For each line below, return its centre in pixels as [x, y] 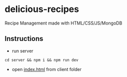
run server [22, 50]
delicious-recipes [42, 9]
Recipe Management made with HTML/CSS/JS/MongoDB [63, 23]
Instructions [24, 39]
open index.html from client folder [47, 69]
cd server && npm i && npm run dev [42, 60]
